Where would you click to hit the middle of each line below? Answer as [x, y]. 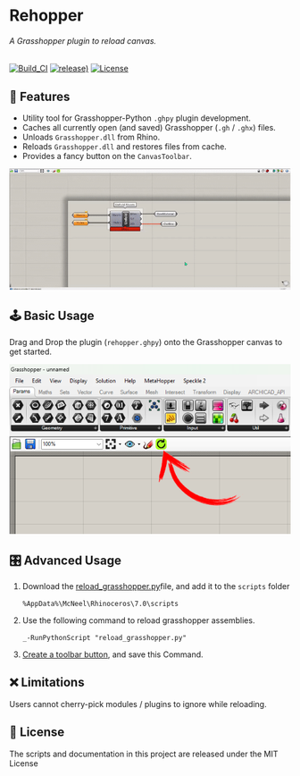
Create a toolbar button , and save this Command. [112, 654]
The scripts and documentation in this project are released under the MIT [144, 754]
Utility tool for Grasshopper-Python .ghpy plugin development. [137, 118]
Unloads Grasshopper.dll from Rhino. [91, 137]
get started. [30, 351]
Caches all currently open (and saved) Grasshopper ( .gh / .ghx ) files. [149, 128]
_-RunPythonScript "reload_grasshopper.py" [104, 638]
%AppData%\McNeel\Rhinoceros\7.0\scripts [100, 604]
